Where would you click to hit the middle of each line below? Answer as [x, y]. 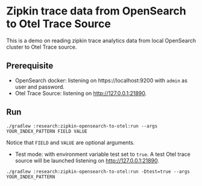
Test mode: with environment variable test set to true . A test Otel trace [103, 154]
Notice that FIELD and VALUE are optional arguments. [71, 142]
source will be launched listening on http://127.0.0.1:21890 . [87, 160]
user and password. [40, 87]
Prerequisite [30, 66]
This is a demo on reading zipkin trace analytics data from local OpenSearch [101, 40]
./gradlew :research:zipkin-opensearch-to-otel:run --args [82, 126]
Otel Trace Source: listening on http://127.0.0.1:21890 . [81, 93]
